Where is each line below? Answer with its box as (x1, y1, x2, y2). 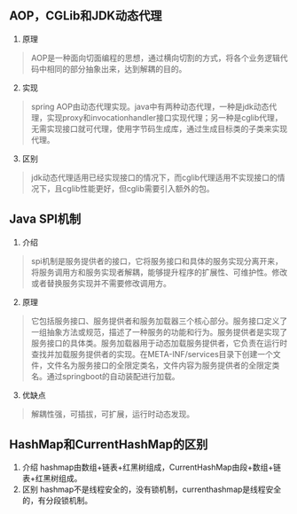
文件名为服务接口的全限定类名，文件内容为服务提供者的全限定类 (46, 360, 280, 370)
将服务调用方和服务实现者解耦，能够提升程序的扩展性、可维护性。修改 (30, 267, 288, 277)
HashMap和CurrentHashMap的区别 (9, 437, 208, 452)
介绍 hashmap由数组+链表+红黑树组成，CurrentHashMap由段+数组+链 (21, 462, 282, 472)
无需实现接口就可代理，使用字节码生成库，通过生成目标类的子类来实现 (30, 123, 288, 134)
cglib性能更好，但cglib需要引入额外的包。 (61, 183, 215, 193)
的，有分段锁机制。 (21, 495, 93, 506)
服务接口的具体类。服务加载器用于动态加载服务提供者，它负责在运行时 (30, 338, 288, 348)
